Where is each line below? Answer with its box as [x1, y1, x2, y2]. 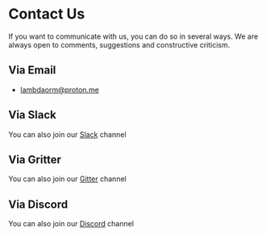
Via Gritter [8, 152, 62, 166]
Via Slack [8, 108, 56, 122]
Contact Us [8, 5, 85, 23]
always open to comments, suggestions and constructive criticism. [8, 39, 231, 49]
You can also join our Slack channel [8, 130, 127, 139]
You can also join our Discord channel [8, 219, 135, 229]
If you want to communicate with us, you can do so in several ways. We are [8, 31, 259, 41]
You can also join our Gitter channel [8, 174, 127, 184]
